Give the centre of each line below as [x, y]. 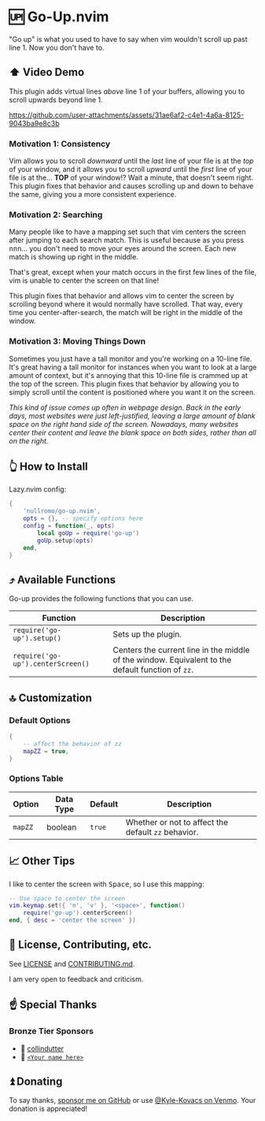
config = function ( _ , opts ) [69, 526]
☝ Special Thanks [53, 1005]
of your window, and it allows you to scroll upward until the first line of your [131, 169]
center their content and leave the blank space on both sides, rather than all [132, 432]
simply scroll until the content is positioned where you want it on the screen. [132, 392]
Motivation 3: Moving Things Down [77, 341]
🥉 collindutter [42, 1049]
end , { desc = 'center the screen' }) [72, 921]
